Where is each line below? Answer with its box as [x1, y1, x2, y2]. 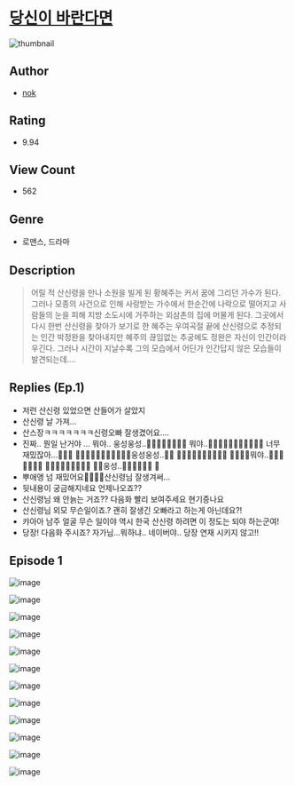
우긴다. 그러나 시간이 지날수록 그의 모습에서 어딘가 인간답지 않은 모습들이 [30, 343, 282, 353]
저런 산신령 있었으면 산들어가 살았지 [21, 405, 146, 416]
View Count [9, 162, 75, 178]
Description [9, 263, 75, 278]
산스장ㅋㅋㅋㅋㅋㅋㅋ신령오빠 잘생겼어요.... [21, 427, 170, 438]
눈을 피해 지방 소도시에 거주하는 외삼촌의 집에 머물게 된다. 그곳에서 [54, 310, 284, 320]
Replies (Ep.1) [9, 380, 85, 395]
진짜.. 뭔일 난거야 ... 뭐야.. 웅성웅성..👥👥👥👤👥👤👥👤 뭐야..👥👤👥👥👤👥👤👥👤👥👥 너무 [21, 438, 281, 449]
